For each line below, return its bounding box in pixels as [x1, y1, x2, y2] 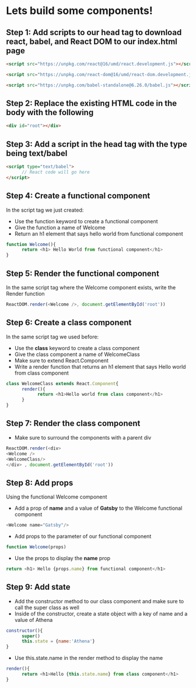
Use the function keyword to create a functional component [14, 217, 159, 224]
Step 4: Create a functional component [6, 191, 150, 201]
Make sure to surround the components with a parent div [14, 434, 152, 441]
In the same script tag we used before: [6, 333, 99, 340]
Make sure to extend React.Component [14, 357, 109, 364]
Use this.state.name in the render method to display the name [14, 655, 163, 662]
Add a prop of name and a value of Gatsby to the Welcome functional [14, 504, 183, 512]
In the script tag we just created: [6, 206, 84, 213]
